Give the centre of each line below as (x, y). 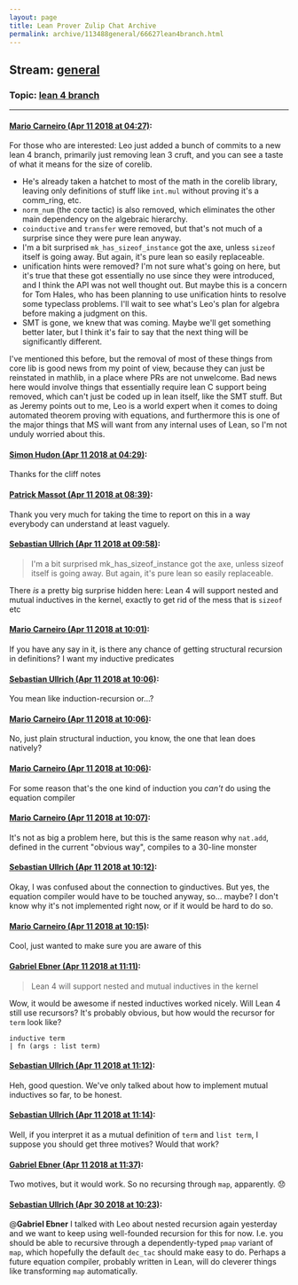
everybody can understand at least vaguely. (90, 523)
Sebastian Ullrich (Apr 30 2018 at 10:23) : (86, 1204)
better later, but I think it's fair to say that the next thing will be (135, 333)
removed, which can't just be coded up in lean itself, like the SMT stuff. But (146, 396)
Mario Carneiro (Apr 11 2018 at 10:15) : (79, 926)
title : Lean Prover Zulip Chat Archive (83, 26)
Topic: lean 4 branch (55, 95)
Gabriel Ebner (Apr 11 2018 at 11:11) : (75, 966)
